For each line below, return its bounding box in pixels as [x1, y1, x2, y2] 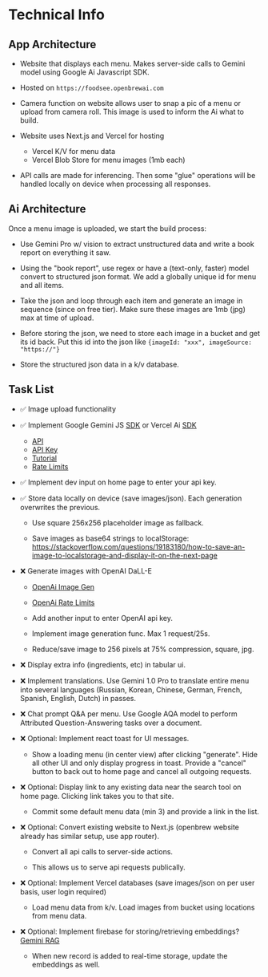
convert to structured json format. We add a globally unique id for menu [19, 271, 257, 282]
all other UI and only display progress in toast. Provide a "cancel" [31, 758, 246, 768]
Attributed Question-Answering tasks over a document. [19, 718, 202, 728]
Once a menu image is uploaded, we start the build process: [8, 223, 206, 233]
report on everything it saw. [19, 247, 111, 257]
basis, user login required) [19, 886, 106, 896]
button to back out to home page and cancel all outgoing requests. [31, 766, 252, 776]
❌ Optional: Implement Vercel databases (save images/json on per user [19, 878, 255, 887]
